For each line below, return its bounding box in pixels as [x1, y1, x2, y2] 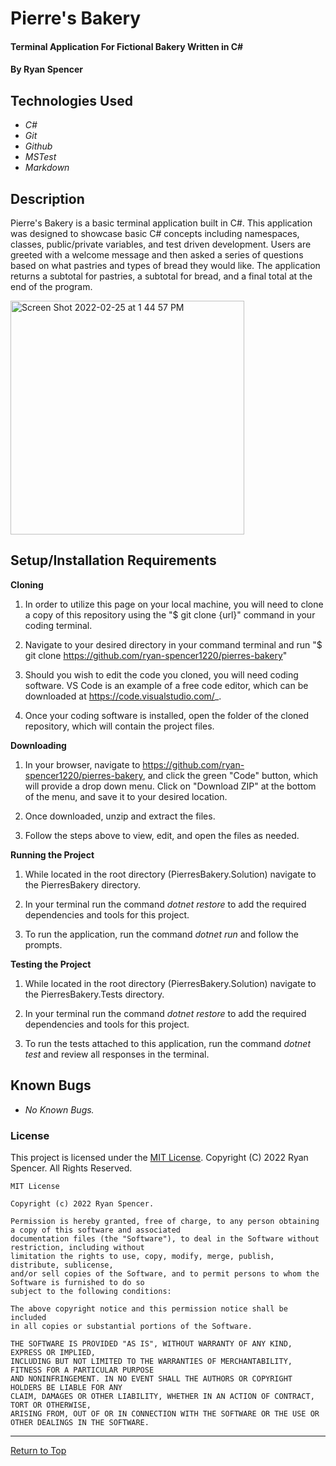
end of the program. [10, 281, 93, 292]
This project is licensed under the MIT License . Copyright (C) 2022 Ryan [10, 1151, 309, 1163]
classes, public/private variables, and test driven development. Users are [10, 238, 312, 250]
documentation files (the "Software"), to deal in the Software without [10, 1233, 320, 1244]
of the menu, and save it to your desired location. [24, 790, 228, 802]
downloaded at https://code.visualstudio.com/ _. [24, 690, 222, 702]
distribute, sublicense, [10, 1260, 114, 1270]
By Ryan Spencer [10, 63, 83, 76]
